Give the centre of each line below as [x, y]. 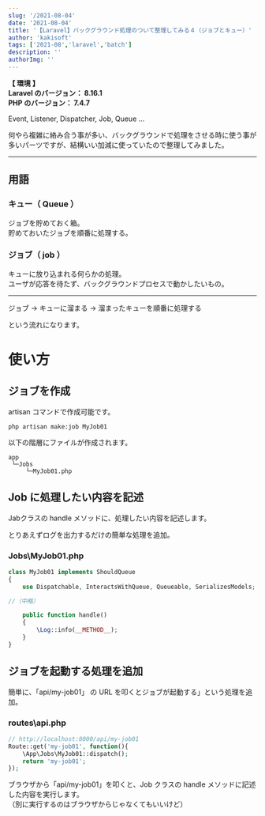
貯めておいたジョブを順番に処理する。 [70, 232]
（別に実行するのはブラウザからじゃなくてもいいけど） [98, 804]
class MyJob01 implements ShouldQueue [72, 572]
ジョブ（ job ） [37, 255]
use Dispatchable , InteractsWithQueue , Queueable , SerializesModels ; [139, 587]
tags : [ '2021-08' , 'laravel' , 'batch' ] [70, 45]
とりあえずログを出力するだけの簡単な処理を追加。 [91, 535]
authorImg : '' [32, 60]
